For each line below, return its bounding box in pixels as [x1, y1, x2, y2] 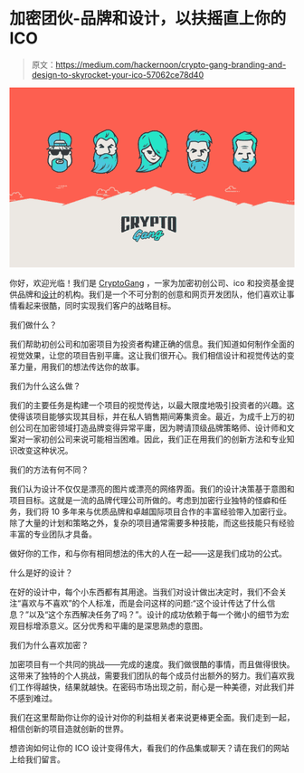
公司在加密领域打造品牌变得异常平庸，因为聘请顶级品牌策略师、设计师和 [16, 423, 287, 434]
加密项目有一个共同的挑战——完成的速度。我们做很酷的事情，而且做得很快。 [9, 659, 295, 670]
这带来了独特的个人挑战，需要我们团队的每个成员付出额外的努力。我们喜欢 [9, 671, 287, 682]
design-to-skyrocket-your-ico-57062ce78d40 [31, 69, 204, 80]
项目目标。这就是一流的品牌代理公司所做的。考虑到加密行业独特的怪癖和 [9, 495, 279, 506]
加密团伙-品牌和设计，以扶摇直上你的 [9, 8, 287, 29]
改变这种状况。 [16, 445, 73, 456]
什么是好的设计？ [9, 568, 73, 578]
